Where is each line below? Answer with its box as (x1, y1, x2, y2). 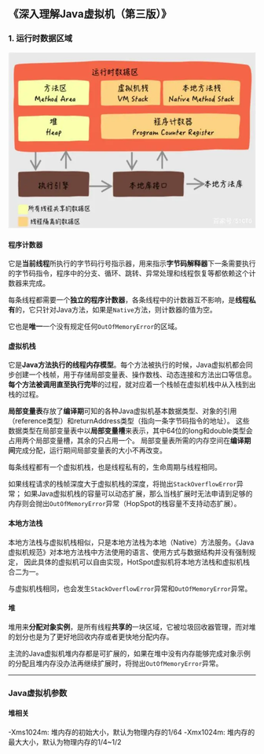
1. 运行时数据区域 (8, 33, 73, 44)
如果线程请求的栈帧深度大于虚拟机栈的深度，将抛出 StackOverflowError (8, 479, 237, 489)
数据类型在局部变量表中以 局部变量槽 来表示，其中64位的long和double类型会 (8, 426, 253, 435)
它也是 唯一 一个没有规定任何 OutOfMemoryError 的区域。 (8, 322, 182, 331)
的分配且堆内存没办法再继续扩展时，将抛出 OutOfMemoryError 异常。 (8, 658, 223, 667)
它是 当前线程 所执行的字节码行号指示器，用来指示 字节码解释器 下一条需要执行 (8, 259, 256, 268)
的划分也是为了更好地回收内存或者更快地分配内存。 (8, 632, 174, 641)
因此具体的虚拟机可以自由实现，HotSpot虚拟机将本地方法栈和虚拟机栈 (23, 557, 250, 567)
